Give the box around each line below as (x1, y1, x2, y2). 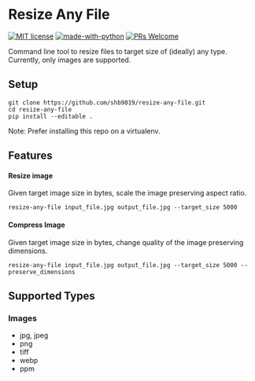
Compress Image (8, 220, 65, 229)
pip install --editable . (8, 112, 93, 120)
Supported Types (8, 289, 96, 302)
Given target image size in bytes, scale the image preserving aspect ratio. (8, 189, 247, 198)
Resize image (8, 170, 54, 180)
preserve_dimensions (8, 268, 76, 276)
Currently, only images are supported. (8, 55, 131, 64)
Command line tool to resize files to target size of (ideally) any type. (8, 46, 228, 56)
